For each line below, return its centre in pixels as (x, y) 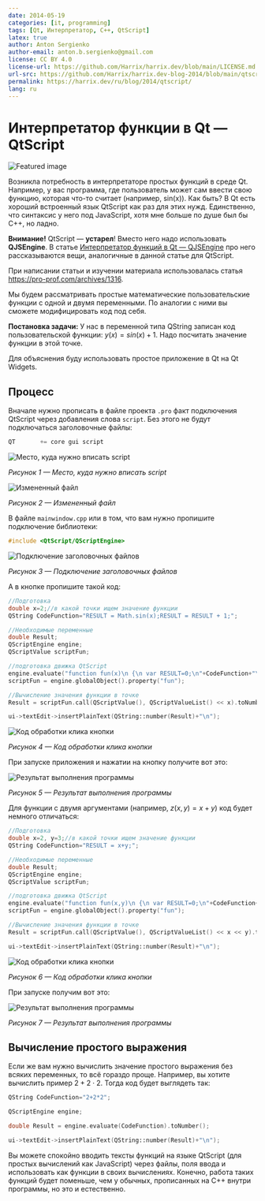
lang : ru (22, 89)
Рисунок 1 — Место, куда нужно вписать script (88, 472)
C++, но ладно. (34, 224)
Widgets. (23, 367)
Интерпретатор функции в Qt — (118, 128)
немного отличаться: (44, 816)
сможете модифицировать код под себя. (77, 311)
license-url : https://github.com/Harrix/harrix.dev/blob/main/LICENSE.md (132, 67)
